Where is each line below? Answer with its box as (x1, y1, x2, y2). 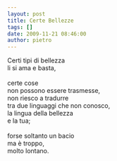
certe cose (7, 79, 39, 87)
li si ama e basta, (7, 64, 56, 72)
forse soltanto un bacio (7, 132, 75, 140)
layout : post (7, 10, 46, 18)
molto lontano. (7, 147, 49, 155)
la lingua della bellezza (7, 109, 74, 118)
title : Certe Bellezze (7, 17, 74, 24)
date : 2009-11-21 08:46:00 (7, 30, 87, 38)
